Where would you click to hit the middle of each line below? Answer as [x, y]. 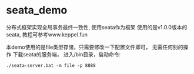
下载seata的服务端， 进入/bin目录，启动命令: [67, 54]
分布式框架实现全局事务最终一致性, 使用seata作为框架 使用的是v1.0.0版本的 [97, 27]
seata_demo [37, 10]
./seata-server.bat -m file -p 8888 [51, 65]
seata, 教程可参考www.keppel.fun [47, 34]
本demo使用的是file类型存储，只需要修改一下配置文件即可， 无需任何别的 [95, 47]
